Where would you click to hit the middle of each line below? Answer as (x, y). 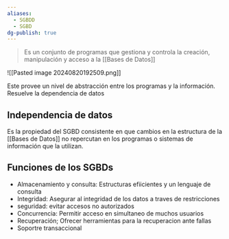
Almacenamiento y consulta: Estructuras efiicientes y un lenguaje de (114, 184)
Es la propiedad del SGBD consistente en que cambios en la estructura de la (115, 132)
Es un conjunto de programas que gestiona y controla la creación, (117, 52)
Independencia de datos (60, 115)
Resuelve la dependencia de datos (56, 93)
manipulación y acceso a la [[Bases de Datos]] (89, 60)
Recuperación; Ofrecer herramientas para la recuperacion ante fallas (114, 220)
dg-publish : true (32, 33)
